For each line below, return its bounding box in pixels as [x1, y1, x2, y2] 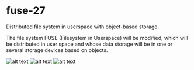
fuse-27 [6, 4, 46, 17]
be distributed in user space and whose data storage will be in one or [6, 40, 173, 47]
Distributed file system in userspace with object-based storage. [6, 23, 160, 30]
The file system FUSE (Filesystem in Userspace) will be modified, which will [6, 34, 188, 41]
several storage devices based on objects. [6, 46, 108, 53]
